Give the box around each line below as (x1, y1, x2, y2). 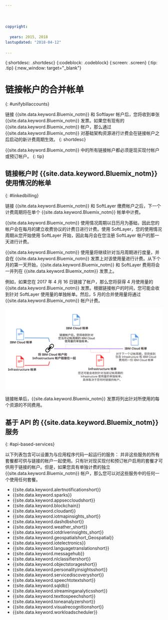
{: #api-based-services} (5, 441, 55, 447)
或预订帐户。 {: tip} (5, 153, 44, 159)
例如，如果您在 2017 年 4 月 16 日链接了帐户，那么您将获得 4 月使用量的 (5, 278, 153, 284)
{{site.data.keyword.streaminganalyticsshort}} (12, 588, 108, 594)
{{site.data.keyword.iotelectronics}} (12, 540, 86, 546)
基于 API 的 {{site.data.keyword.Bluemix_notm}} (5, 418, 159, 426)
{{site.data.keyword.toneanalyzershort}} (12, 598, 96, 604)
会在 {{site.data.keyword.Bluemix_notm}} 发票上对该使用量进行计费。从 (5, 255, 152, 261)
